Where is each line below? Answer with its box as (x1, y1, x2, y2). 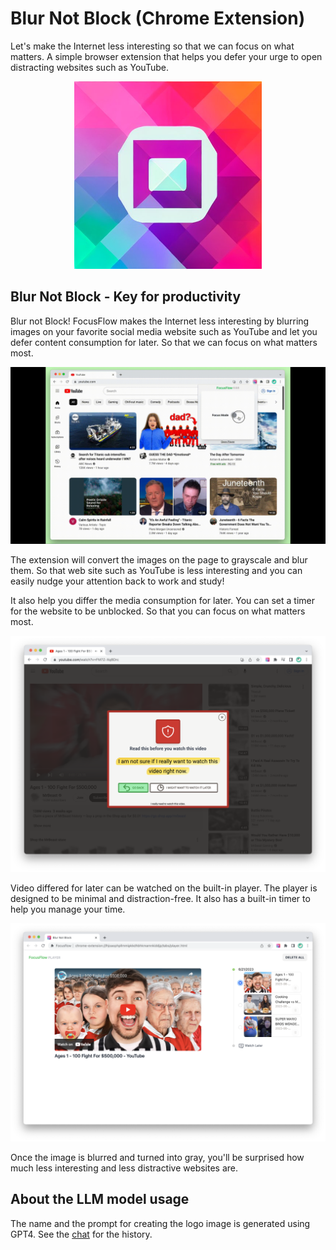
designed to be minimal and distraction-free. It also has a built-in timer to (10, 892, 311, 904)
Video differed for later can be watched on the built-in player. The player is (10, 882, 318, 894)
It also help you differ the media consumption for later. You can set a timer (10, 595, 316, 607)
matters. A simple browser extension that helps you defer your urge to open (10, 50, 323, 62)
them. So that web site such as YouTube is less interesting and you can (10, 565, 303, 577)
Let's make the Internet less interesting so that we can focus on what (10, 40, 295, 52)
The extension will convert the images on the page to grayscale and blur (10, 554, 308, 566)
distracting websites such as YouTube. (10, 61, 169, 73)
